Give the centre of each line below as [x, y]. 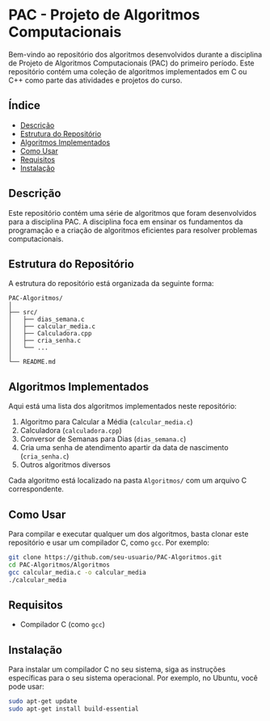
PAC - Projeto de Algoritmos [104, 15]
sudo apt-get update [43, 702]
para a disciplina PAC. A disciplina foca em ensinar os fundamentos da [126, 221]
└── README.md [32, 362]
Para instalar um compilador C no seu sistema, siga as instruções [117, 669]
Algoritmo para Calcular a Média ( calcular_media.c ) [106, 422]
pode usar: [26, 687]
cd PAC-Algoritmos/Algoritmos [59, 565]
